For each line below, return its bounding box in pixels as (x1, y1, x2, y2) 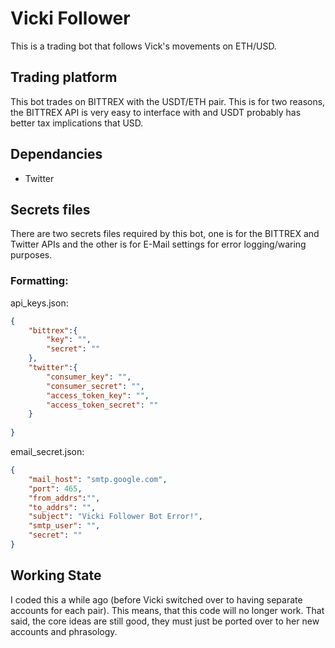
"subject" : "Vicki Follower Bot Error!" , (28, 512, 203, 522)
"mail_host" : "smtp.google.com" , (28, 474, 168, 484)
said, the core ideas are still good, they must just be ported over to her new (10, 615, 320, 627)
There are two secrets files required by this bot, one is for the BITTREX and (10, 228, 320, 240)
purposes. (10, 249, 53, 261)
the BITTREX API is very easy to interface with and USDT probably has (10, 106, 302, 118)
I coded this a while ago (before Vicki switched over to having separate (10, 593, 303, 606)
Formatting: (10, 274, 69, 288)
